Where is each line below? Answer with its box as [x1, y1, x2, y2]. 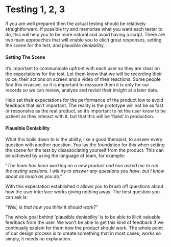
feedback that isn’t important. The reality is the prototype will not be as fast [5, 102, 164, 108]
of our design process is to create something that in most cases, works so [5, 230, 161, 236]
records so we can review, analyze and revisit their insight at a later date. [5, 87, 159, 93]
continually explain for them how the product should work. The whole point [5, 225, 163, 231]
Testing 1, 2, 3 [5, 4, 65, 15]
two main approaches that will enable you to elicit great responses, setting [5, 37, 162, 43]
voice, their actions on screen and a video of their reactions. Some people [5, 76, 161, 82]
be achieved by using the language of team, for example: [5, 152, 125, 159]
